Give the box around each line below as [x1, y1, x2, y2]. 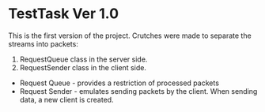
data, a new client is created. [19, 95, 114, 104]
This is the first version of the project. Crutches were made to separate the [8, 31, 252, 40]
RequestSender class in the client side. [19, 62, 146, 72]
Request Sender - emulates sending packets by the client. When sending [19, 86, 258, 95]
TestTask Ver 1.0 [8, 5, 119, 23]
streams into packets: [8, 39, 79, 48]
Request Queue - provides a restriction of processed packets [19, 78, 220, 88]
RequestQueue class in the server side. [19, 54, 148, 64]
